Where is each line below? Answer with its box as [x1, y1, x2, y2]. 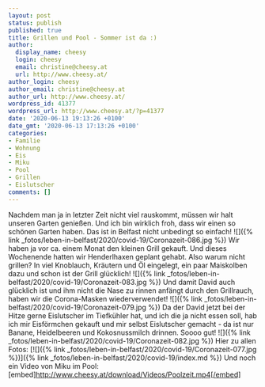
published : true [8, 26, 62, 34]
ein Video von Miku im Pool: [8, 361, 99, 370]
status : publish [8, 19, 62, 27]
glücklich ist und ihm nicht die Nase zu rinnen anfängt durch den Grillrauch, [8, 286, 255, 295]
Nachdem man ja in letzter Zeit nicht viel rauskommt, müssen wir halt [8, 210, 233, 219]
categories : [8, 129, 47, 137]
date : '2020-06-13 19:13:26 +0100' [8, 115, 126, 123]
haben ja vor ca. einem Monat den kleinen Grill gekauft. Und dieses [8, 243, 227, 253]
